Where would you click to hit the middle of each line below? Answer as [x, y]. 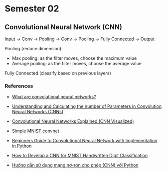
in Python [22, 146]
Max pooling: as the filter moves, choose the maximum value [74, 58]
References [19, 86]
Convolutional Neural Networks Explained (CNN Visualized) [73, 121]
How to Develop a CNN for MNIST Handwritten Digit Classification [80, 156]
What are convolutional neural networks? [54, 97]
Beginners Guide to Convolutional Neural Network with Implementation [84, 141]
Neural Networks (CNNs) [37, 112]
